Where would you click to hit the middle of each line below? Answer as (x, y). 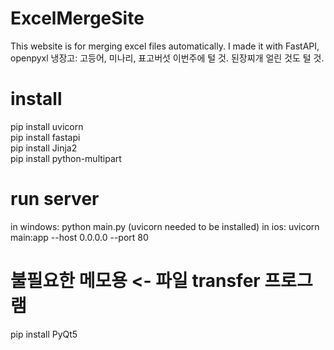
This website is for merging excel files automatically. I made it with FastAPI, (165, 46)
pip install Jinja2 (44, 148)
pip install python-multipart (66, 158)
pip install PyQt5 (44, 334)
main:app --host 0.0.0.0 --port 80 (79, 237)
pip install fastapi (45, 137)
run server (55, 199)
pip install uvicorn (47, 126)
